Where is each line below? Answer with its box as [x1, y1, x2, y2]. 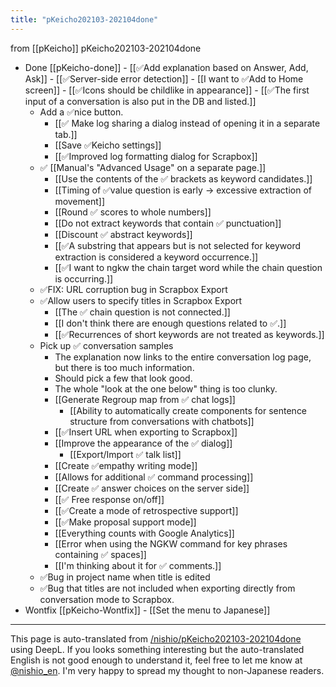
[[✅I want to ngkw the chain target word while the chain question [54, 261, 323, 273]
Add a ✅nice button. [39, 106, 124, 118]
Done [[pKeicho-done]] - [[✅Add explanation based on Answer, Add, [24, 61, 309, 73]
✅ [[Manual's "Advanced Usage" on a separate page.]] [39, 161, 267, 173]
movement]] [54, 195, 106, 207]
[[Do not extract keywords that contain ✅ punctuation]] [54, 217, 282, 229]
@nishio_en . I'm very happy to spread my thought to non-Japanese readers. [10, 664, 325, 676]
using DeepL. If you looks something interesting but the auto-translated [10, 643, 305, 655]
